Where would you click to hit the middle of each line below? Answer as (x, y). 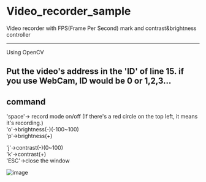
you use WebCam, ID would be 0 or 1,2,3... (89, 81)
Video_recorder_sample (69, 11)
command (26, 102)
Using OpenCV (25, 52)
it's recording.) (25, 123)
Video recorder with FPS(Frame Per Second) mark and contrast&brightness (101, 28)
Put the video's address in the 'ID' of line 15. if (95, 71)
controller (18, 34)
